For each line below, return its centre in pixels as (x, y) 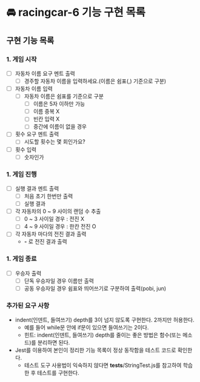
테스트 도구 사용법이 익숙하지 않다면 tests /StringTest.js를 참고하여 (103, 365)
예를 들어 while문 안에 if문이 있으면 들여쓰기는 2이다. (86, 328)
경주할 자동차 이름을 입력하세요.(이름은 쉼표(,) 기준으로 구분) (95, 81)
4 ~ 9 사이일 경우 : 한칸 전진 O (60, 226)
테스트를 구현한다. (58, 373)
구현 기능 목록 (30, 40)
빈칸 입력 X (46, 119)
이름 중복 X (46, 111)
